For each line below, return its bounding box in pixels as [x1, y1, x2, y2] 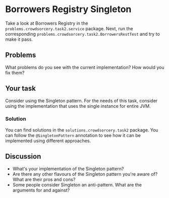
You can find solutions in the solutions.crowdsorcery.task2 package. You [5, 127, 158, 133]
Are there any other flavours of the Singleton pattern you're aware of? [12, 171, 158, 177]
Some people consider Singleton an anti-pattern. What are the [12, 181, 142, 187]
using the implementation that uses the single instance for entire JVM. [5, 103, 151, 109]
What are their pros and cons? [12, 176, 76, 182]
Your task [5, 84, 36, 93]
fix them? [5, 70, 25, 76]
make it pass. [5, 36, 33, 42]
